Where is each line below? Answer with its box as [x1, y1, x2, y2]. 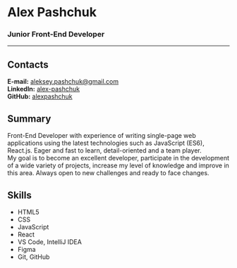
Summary [7, 113, 51, 125]
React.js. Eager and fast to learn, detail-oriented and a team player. [7, 146, 202, 155]
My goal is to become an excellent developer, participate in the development [7, 154, 229, 162]
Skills [7, 189, 32, 201]
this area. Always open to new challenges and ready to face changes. [7, 169, 209, 177]
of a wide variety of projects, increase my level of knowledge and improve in [7, 161, 229, 170]
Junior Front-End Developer [7, 30, 105, 39]
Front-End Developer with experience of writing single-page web [7, 132, 196, 140]
